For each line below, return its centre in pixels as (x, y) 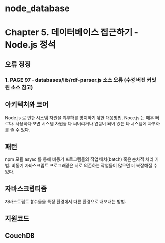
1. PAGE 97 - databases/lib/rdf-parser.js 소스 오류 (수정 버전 (75, 80)
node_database (37, 9)
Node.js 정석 (30, 45)
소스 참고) (22, 87)
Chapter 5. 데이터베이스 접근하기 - (72, 33)
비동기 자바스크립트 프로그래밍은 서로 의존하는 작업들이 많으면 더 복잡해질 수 (84, 166)
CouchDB (20, 235)
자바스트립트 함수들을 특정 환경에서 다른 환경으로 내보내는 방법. (66, 202)
